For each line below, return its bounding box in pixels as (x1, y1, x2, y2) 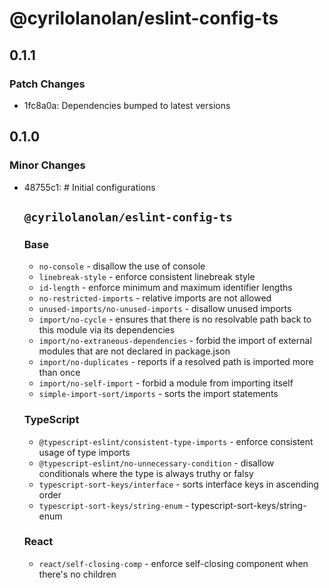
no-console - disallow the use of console (38, 260, 206, 272)
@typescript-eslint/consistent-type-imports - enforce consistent (38, 435, 314, 447)
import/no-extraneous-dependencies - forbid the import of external (38, 335, 312, 347)
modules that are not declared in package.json (38, 345, 231, 357)
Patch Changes (9, 77, 86, 91)
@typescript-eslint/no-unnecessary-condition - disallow (38, 457, 275, 469)
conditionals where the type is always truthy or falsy (38, 467, 254, 479)
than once (38, 367, 81, 379)
